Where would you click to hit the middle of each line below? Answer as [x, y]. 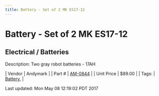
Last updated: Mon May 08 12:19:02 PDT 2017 [52, 88]
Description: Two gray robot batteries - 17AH [50, 64]
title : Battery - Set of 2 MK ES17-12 [45, 10]
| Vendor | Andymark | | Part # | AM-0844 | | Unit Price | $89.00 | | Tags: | [80, 73]
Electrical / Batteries [37, 52]
